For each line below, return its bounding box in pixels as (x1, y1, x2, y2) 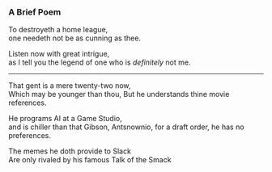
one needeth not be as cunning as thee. (8, 33, 142, 43)
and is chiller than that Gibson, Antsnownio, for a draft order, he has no (8, 122, 244, 132)
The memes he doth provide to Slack (8, 146, 132, 156)
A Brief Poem (8, 6, 62, 18)
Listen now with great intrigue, (8, 49, 110, 59)
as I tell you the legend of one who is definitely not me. (8, 57, 191, 67)
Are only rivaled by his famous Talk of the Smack (8, 155, 172, 165)
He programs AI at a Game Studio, (8, 114, 123, 124)
